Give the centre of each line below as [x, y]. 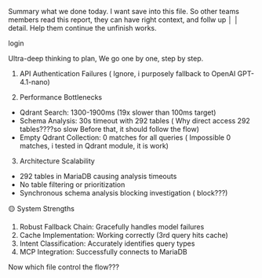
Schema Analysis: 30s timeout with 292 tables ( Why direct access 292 [135, 121]
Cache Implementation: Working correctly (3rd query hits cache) [124, 235]
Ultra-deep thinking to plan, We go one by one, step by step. [106, 59]
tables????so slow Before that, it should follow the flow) [109, 129]
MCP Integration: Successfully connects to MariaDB [103, 252]
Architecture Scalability [57, 161]
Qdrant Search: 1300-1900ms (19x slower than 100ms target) [118, 112]
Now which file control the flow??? [64, 267]
